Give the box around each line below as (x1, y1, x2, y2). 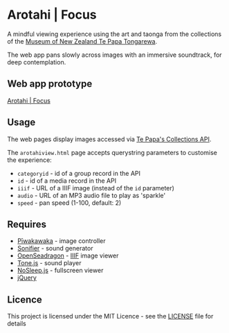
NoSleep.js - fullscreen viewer (17, 267, 104, 275)
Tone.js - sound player (17, 259, 82, 267)
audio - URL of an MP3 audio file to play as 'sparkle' (17, 191, 166, 199)
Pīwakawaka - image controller (17, 237, 106, 245)
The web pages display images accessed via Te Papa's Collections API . (7, 135, 212, 143)
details (7, 319, 26, 328)
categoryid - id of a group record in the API (17, 169, 140, 177)
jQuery (17, 273, 37, 282)
